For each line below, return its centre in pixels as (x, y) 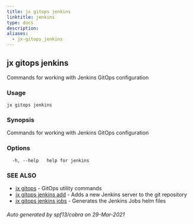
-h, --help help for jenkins (51, 161)
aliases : (18, 34)
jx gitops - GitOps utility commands (58, 188)
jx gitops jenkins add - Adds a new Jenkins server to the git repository (101, 194)
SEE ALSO (22, 175)
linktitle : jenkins (31, 17)
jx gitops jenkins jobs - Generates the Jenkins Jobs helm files (91, 201)
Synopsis (20, 120)
